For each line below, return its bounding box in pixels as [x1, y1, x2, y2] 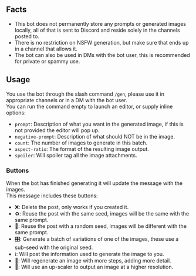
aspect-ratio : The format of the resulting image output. [14, 145, 150, 152]
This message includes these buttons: [6, 192, 98, 199]
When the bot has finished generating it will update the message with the [6, 179, 183, 187]
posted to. [14, 32, 40, 40]
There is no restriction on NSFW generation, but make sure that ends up [14, 39, 189, 46]
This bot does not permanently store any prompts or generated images [14, 20, 187, 27]
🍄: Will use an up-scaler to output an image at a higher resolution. [14, 263, 174, 270]
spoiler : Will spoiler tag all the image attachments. [14, 152, 137, 159]
